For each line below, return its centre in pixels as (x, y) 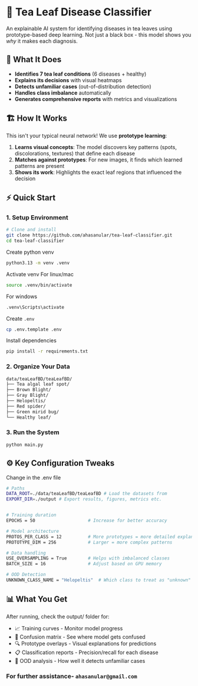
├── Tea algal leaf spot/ (38, 384)
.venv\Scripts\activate (35, 307)
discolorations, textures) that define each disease (75, 153)
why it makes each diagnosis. (42, 41)
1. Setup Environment (37, 217)
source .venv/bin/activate (39, 285)
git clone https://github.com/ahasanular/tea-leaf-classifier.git (89, 235)
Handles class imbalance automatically (63, 93)
